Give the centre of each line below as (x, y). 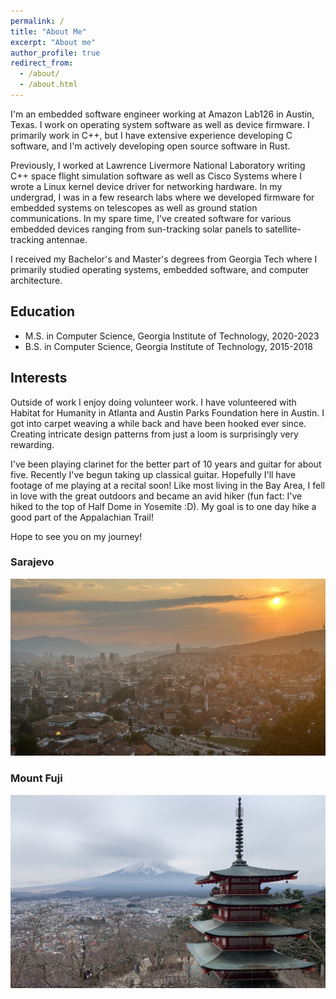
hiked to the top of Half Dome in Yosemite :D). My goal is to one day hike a (163, 506)
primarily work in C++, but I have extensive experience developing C (151, 135)
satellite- (283, 229)
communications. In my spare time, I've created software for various (151, 218)
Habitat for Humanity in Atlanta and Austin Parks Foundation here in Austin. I (167, 412)
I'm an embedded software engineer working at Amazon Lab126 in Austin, (162, 114)
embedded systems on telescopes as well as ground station (134, 207)
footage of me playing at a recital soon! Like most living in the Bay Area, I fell (167, 485)
